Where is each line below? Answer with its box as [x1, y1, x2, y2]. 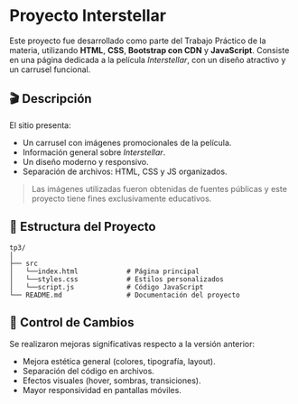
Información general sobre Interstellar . [22, 146, 166, 158]
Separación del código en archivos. [22, 366, 155, 377]
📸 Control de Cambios [9, 315, 135, 330]
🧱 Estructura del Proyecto [9, 219, 156, 234]
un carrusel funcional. [9, 64, 91, 75]
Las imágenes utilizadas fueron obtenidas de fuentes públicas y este [31, 183, 287, 194]
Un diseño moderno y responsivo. [22, 156, 149, 167]
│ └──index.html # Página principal [9, 267, 200, 276]
